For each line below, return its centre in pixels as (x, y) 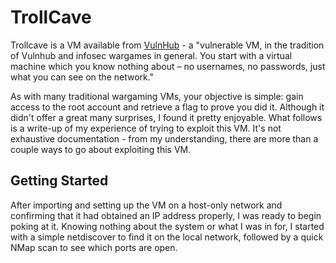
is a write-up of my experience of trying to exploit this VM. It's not (146, 128)
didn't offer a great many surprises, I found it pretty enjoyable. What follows (166, 117)
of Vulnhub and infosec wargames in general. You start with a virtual (151, 55)
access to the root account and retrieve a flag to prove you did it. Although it (167, 107)
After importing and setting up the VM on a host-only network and (146, 205)
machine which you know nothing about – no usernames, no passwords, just (168, 66)
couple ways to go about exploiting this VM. (101, 149)
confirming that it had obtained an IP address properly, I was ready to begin (166, 215)
